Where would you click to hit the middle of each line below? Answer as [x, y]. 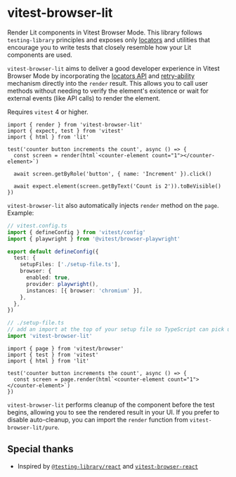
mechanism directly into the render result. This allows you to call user [108, 83]
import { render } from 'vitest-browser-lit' [75, 124]
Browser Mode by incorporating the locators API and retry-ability [101, 76]
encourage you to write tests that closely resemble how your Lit [99, 47]
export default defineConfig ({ [53, 251]
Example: [21, 213]
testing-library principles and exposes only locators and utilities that [109, 39]
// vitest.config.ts [38, 226]
